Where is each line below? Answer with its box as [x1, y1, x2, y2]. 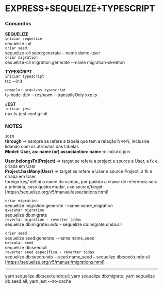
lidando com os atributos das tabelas [5, 143, 79, 149]
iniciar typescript [5, 74, 45, 79]
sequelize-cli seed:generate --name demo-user [5, 50, 100, 56]
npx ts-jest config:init [5, 111, 48, 117]
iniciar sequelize [5, 36, 42, 41]
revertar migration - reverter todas [5, 217, 81, 222]
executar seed [5, 240, 34, 245]
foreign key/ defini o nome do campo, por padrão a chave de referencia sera [5, 178, 158, 185]
